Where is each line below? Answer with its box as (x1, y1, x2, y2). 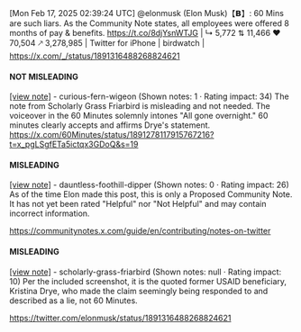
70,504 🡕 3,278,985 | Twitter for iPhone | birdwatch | (9, 38, 205, 48)
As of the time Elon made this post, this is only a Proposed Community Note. (9, 189, 293, 200)
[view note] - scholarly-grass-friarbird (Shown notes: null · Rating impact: (9, 266, 282, 277)
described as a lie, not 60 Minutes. (9, 295, 138, 306)
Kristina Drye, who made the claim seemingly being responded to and (9, 285, 269, 296)
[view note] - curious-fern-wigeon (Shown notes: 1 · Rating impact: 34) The (9, 91, 290, 102)
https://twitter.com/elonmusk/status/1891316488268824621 (9, 312, 232, 323)
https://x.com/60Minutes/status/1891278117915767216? (9, 130, 214, 140)
